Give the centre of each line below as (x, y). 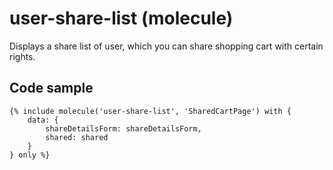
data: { (43, 120)
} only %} (30, 155)
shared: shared (77, 137)
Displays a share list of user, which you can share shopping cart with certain (166, 46)
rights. (22, 56)
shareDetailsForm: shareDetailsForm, (123, 128)
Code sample (51, 88)
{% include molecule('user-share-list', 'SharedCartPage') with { (150, 111)
